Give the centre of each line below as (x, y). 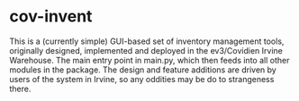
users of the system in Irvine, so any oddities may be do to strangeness (142, 79)
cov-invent (51, 17)
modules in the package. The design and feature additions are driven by (143, 70)
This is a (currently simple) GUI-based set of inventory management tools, (147, 41)
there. (20, 88)
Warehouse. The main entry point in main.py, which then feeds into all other (149, 60)
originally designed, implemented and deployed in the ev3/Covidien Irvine (146, 50)
